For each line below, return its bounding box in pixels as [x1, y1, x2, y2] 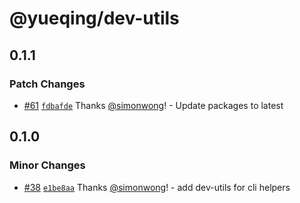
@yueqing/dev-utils [9, 7, 180, 30]
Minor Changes [9, 158, 86, 172]
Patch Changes [9, 77, 86, 91]
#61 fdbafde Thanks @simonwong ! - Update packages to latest [23, 99, 284, 111]
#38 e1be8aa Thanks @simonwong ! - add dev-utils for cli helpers [23, 181, 291, 193]
